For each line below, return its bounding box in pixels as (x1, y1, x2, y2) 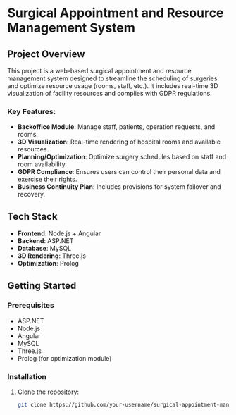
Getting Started (7, 280, 77, 292)
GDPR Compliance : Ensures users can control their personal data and (17, 168, 221, 176)
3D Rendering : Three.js (17, 252, 87, 260)
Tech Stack (7, 210, 58, 223)
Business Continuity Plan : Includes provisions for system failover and (17, 182, 221, 191)
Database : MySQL (17, 244, 72, 253)
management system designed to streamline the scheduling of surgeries (7, 74, 218, 82)
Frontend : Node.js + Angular (17, 229, 101, 237)
